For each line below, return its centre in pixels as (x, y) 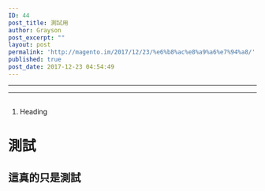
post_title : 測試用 (38, 23)
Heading (34, 112)
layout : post (30, 45)
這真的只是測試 (45, 177)
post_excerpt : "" (37, 37)
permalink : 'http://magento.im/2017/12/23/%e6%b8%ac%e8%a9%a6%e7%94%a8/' (132, 52)
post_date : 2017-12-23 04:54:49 (61, 67)
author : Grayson (35, 30)
